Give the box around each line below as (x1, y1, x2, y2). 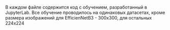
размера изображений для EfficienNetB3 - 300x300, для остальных (5, 15, 152, 20)
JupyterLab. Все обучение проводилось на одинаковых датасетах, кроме (5, 9, 165, 15)
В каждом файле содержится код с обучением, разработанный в (5, 4, 147, 10)
